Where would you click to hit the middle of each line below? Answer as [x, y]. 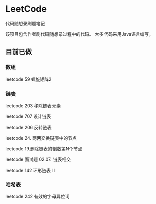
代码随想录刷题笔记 [25, 23]
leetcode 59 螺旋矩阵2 [29, 79]
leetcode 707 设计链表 [28, 116]
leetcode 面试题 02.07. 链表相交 [38, 159]
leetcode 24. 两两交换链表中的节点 [41, 138]
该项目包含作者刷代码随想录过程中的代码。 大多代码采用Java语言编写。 [80, 34]
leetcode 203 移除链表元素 [33, 106]
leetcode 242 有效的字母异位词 [37, 197]
